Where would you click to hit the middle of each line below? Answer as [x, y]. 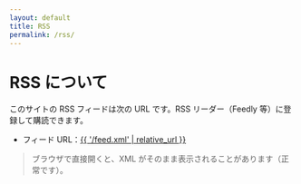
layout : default [40, 18]
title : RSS [30, 26]
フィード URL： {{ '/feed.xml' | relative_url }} [104, 140]
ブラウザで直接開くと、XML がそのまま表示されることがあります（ [156, 159]
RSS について [58, 82]
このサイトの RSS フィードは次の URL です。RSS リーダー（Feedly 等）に [146, 109]
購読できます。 [61, 121]
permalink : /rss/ [42, 34]
